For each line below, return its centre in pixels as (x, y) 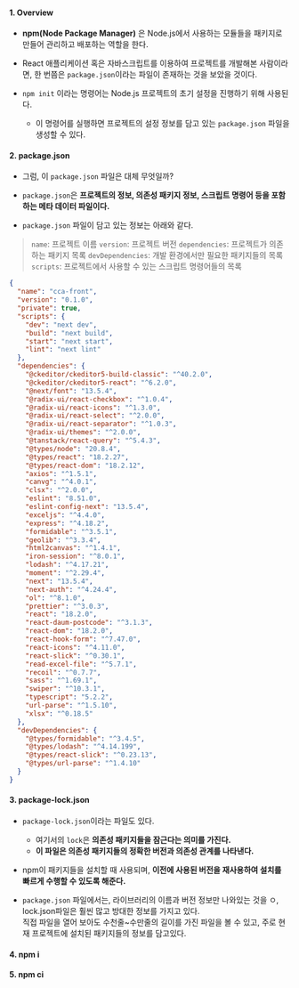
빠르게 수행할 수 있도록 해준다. (74, 880)
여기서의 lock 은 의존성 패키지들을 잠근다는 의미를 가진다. (133, 839)
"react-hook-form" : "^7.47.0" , (83, 640)
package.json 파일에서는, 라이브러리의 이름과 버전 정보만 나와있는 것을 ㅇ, (150, 900)
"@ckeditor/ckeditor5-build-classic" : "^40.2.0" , (119, 375)
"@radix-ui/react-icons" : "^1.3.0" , (93, 408)
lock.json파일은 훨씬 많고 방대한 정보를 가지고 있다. (111, 911)
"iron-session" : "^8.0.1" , (75, 556)
